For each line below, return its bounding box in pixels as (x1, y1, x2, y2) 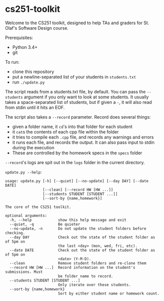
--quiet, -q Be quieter (9, 221, 80, 227)
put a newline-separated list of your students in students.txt (12, 74, 136, 80)
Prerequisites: (5, 35, 33, 41)
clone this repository (12, 68, 54, 75)
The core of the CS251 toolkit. (5, 204, 71, 210)
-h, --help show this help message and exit (9, 217, 127, 222)
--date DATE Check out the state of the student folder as (9, 248, 155, 253)
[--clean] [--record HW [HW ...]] (42, 187, 113, 192)
